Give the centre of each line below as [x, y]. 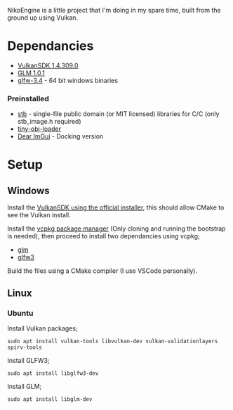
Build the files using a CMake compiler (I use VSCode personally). [102, 271]
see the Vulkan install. [39, 215]
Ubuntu [20, 313]
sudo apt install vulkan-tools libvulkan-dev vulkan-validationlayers [113, 341]
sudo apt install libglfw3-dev [53, 373]
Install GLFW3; [28, 360]
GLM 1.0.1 [31, 72]
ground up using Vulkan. [43, 18]
